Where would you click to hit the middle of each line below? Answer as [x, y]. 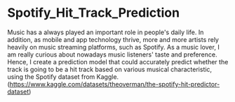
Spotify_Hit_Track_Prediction [94, 13]
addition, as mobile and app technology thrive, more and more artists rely [113, 39]
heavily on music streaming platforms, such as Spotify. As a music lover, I [113, 47]
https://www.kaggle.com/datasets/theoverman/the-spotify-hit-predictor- [115, 84]
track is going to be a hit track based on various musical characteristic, [110, 69]
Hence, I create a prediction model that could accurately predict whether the [118, 61]
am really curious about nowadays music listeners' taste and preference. [112, 54]
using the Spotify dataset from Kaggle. [63, 76]
